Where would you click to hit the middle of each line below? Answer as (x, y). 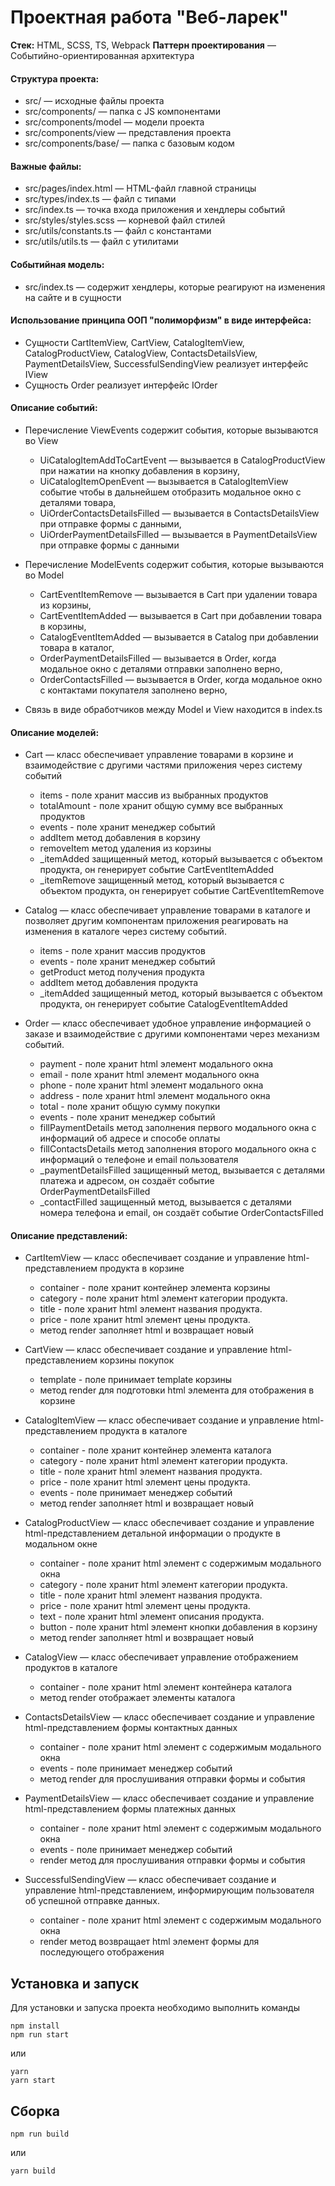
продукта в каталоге (143, 1431)
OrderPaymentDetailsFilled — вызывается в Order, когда (158, 658)
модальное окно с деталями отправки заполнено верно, (161, 668)
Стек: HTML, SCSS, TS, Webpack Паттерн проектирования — (143, 45)
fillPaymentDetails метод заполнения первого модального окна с (178, 1128)
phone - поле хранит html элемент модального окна (151, 1085)
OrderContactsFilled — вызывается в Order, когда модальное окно (181, 679)
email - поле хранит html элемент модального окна (149, 1075)
